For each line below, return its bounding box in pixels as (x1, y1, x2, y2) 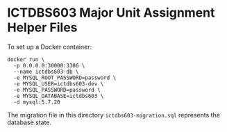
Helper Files (7, 19, 78, 35)
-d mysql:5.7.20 (13, 99, 60, 106)
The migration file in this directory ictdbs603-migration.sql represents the (7, 110, 221, 119)
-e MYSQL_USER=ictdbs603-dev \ (13, 80, 104, 88)
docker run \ (7, 56, 45, 63)
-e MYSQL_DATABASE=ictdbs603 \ (13, 92, 104, 99)
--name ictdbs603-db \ (13, 68, 79, 75)
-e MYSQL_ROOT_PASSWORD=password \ (13, 74, 117, 81)
